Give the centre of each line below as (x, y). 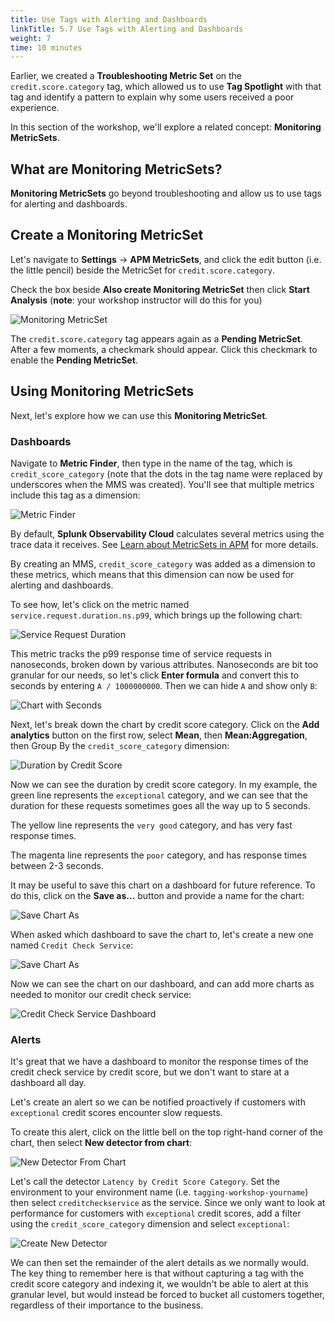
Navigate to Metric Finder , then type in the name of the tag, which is (151, 463)
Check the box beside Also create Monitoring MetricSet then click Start (160, 289)
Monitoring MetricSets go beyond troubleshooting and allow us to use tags (166, 193)
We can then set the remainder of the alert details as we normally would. (160, 1263)
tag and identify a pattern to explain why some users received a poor (152, 97)
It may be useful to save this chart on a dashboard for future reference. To (163, 885)
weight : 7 (31, 38)
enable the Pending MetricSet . (74, 360)
